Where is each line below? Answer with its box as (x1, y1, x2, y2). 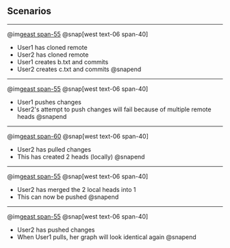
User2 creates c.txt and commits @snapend (16, 65, 142, 73)
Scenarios (7, 5, 51, 17)
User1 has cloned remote (16, 43, 88, 51)
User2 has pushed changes (16, 225, 95, 234)
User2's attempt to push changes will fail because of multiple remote (16, 105, 212, 113)
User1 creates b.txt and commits (16, 57, 109, 66)
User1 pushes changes (16, 98, 82, 106)
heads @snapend (16, 112, 67, 120)
